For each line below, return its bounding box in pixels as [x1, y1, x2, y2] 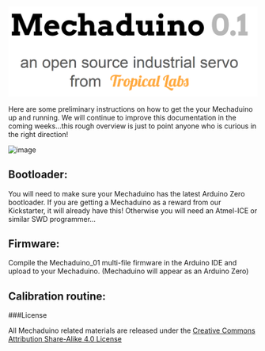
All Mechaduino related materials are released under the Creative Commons [8, 326, 256, 335]
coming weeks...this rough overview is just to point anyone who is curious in [8, 121, 257, 131]
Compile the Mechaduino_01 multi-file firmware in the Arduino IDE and [8, 258, 237, 268]
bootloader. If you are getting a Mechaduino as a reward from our [8, 197, 221, 207]
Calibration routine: [8, 289, 107, 303]
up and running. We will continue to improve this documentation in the [8, 113, 237, 122]
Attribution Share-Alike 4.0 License [8, 334, 123, 344]
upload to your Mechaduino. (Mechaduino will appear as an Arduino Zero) [8, 266, 249, 276]
